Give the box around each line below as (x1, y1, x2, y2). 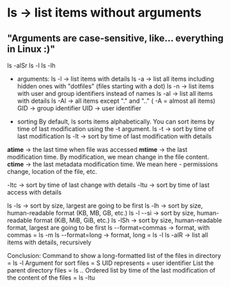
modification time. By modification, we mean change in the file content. (7, 153, 209, 161)
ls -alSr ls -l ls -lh (7, 61, 56, 70)
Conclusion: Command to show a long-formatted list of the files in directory (7, 252, 222, 259)
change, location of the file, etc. (7, 168, 98, 175)
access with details (7, 188, 62, 196)
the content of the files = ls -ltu (7, 274, 95, 281)
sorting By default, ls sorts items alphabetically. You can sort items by (17, 117, 215, 126)
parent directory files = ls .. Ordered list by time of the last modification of (7, 266, 216, 274)
